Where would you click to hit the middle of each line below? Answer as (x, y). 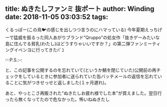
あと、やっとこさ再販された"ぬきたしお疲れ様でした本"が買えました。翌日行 (83, 93)
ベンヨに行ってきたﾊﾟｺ (41, 50)
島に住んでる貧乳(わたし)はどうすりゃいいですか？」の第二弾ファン (74, 43)
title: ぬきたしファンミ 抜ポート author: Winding (80, 9)
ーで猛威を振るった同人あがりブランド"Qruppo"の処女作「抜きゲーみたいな (83, 37)
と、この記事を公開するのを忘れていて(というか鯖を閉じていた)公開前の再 (81, 70)
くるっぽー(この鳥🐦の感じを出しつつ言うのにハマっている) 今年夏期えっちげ (84, 29)
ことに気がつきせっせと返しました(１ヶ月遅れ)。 (59, 82)
